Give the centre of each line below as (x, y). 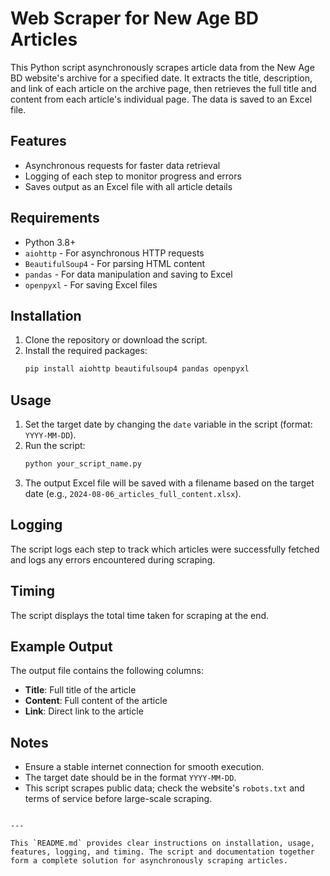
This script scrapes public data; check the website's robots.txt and (164, 788)
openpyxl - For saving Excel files (91, 284)
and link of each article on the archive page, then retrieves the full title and (163, 88)
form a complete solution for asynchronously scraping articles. (149, 861)
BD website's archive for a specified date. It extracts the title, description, (161, 78)
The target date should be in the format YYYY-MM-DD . (130, 778)
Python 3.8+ (50, 242)
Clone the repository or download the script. (116, 340)
